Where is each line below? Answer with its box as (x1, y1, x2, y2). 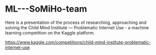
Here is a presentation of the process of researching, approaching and (5, 19, 147, 25)
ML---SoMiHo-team (5, 3, 87, 15)
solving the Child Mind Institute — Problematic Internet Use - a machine (5, 24, 149, 30)
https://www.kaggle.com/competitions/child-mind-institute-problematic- (5, 39, 151, 45)
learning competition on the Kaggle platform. (5, 30, 95, 36)
